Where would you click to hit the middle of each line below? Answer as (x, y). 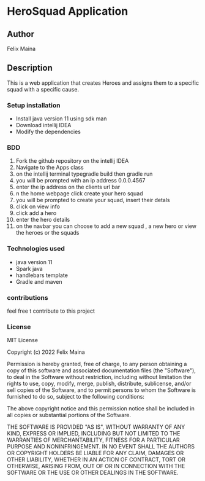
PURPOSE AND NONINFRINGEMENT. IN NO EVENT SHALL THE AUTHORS (101, 447)
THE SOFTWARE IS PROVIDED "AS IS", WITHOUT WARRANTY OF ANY (96, 427)
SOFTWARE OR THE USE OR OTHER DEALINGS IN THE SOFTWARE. (93, 473)
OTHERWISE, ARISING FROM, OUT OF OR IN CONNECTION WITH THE (96, 466)
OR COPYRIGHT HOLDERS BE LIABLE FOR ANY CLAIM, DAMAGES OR (95, 453)
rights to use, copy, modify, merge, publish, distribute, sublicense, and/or (99, 384)
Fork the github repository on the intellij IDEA (72, 161)
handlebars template (42, 275)
